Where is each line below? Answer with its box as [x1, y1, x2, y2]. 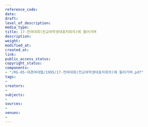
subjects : [5, 92, 25, 97]
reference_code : [5, 7, 38, 12]
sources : [5, 101, 23, 106]
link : [5, 52, 16, 57]
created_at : [5, 47, 29, 52]
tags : [5, 74, 16, 79]
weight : [5, 39, 21, 43]
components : [5, 66, 29, 71]
